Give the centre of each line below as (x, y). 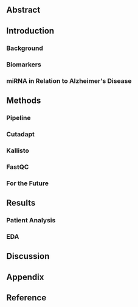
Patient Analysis (31, 220)
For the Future (27, 183)
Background (25, 48)
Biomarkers (24, 65)
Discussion (28, 256)
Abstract (23, 10)
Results (21, 203)
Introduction (30, 31)
